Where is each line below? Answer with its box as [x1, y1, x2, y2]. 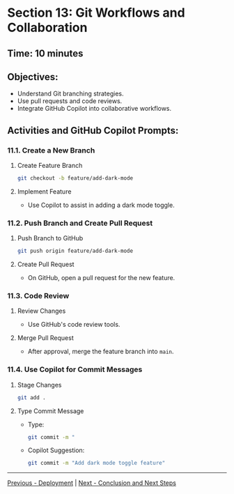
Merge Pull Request [17, 334, 75, 342]
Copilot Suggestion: [27, 446, 85, 454]
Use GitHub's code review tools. [27, 321, 120, 329]
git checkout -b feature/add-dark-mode [17, 175, 134, 182]
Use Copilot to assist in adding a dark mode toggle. [27, 201, 175, 209]
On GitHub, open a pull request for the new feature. [27, 274, 175, 282]
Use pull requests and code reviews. [17, 97, 123, 105]
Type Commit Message [17, 406, 84, 415]
